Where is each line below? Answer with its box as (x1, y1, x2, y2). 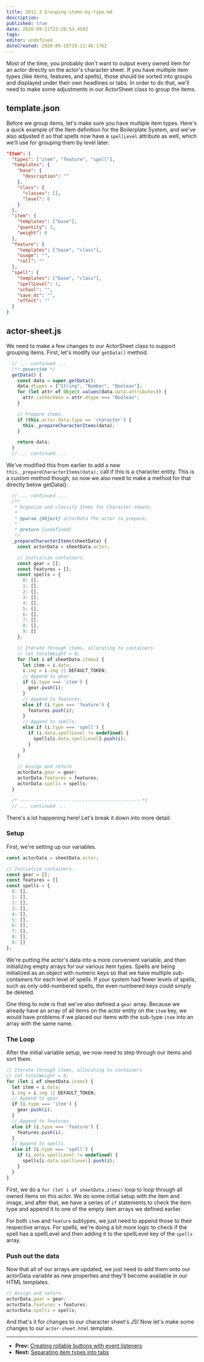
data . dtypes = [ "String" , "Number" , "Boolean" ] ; (17, 383, 143, 389)
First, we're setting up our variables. (6, 843, 97, 850)
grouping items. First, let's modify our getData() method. (6, 349, 149, 356)
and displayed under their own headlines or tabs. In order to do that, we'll (6, 79, 189, 86)
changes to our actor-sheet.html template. (6, 1325, 114, 1332)
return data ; (17, 439, 50, 445)
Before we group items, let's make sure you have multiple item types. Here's (6, 119, 197, 127)
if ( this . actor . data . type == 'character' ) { (17, 417, 132, 423)
